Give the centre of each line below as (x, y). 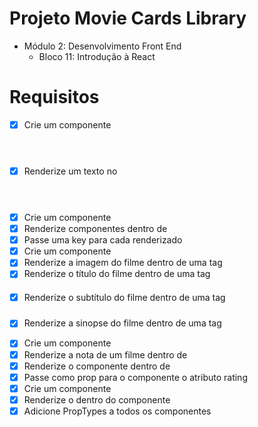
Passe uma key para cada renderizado (103, 240)
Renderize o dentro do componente (97, 399)
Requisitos (54, 97)
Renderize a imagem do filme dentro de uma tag (123, 263)
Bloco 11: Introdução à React (97, 56)
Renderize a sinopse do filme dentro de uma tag (122, 323)
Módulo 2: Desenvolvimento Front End (102, 46)
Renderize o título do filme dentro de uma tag (117, 274)
